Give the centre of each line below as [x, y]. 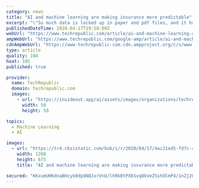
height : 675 [31, 160]
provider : [18, 78]
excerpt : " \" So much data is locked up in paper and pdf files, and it [96, 23]
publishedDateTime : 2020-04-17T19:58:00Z [58, 28]
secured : [17, 176]
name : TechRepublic [36, 83]
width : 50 [34, 105]
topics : [16, 121]
